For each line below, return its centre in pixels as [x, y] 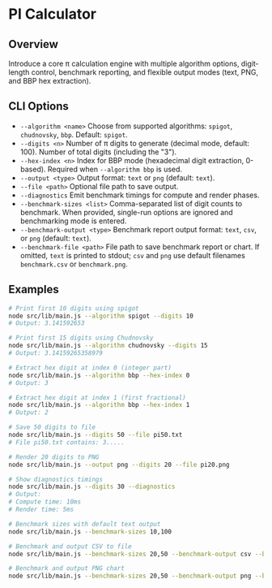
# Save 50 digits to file [52, 427]
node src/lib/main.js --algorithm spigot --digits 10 [101, 316]
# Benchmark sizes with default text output [85, 524]
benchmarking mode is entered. [73, 221]
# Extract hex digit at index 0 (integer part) [90, 367]
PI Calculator [53, 14]
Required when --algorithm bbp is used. [115, 169]
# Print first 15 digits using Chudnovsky [81, 338]
